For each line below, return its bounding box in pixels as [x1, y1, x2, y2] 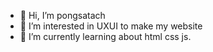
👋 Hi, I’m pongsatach [19, 10, 106, 21]
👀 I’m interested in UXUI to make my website [19, 20, 203, 32]
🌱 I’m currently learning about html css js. [19, 31, 192, 42]
